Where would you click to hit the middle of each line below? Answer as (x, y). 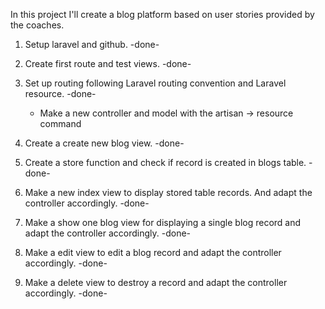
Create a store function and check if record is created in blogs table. (165, 162)
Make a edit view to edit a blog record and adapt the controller (153, 252)
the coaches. (37, 25)
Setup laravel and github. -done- (92, 44)
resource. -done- (60, 93)
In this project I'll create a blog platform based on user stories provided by (162, 14)
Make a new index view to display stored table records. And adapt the (168, 192)
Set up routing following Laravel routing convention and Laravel (155, 83)
